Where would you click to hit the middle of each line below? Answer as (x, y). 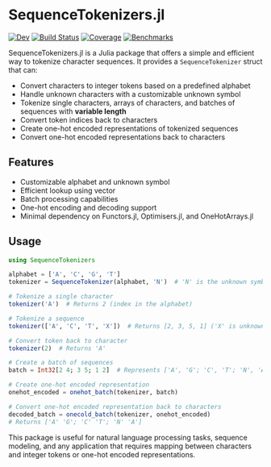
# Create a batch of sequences (61, 363)
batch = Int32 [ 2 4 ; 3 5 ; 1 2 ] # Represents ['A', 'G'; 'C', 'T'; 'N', (131, 370)
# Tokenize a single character (61, 297)
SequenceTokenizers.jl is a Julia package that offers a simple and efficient (131, 52)
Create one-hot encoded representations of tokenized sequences (129, 128)
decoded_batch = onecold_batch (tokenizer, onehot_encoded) (110, 414)
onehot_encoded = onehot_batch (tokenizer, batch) (94, 393)
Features (31, 163)
